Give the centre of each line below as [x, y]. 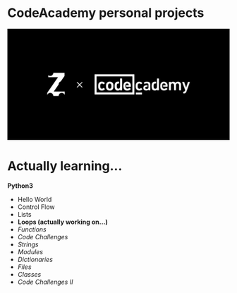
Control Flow [36, 207]
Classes [29, 274]
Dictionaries [35, 259]
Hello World [35, 199]
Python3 [20, 186]
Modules [30, 251]
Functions [32, 229]
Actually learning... [65, 166]
